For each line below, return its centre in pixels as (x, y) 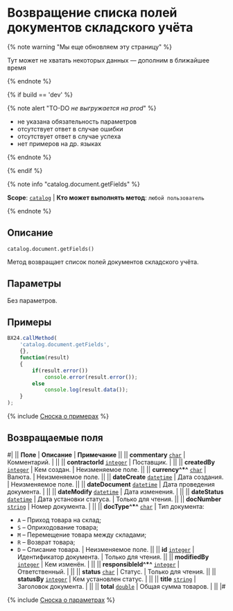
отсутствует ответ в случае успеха (69, 136)
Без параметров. (32, 300)
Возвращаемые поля (55, 438)
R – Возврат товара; (46, 542)
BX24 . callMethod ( (32, 339)
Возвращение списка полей (92, 13)
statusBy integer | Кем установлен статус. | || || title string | (106, 579)
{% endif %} (25, 170)
